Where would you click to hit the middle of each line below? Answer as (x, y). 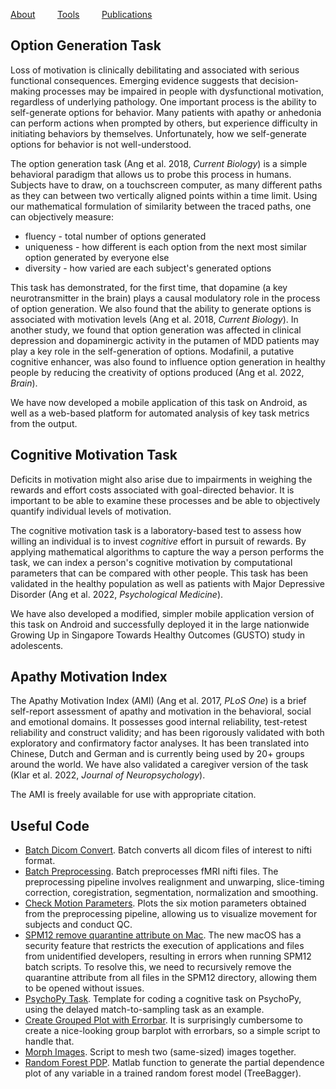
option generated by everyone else (97, 257)
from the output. (44, 423)
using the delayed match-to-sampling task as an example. (144, 1010)
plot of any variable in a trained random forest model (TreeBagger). (163, 1073)
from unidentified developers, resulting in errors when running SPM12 (168, 956)
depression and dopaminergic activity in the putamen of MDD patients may (165, 340)
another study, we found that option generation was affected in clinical (156, 330)
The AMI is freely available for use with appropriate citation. (133, 795)
